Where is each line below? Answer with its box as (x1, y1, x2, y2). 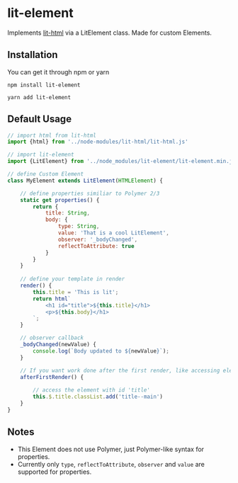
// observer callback (20, 334, 84, 341)
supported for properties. (17, 467, 92, 476)
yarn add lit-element (7, 93, 72, 101)
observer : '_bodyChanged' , (57, 236, 138, 243)
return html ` (33, 295, 72, 302)
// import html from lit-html (7, 132, 97, 139)
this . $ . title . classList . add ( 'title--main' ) (33, 393, 163, 401)
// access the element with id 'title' (33, 387, 151, 394)
